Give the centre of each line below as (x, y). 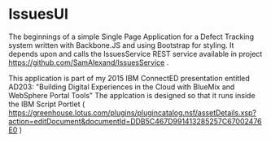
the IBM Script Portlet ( (47, 104)
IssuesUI (39, 14)
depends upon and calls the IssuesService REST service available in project (135, 54)
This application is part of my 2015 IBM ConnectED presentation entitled (129, 78)
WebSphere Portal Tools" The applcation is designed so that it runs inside (132, 95)
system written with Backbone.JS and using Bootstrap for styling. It (121, 45)
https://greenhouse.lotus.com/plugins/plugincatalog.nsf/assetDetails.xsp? (132, 112)
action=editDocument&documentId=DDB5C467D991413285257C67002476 (135, 121)
